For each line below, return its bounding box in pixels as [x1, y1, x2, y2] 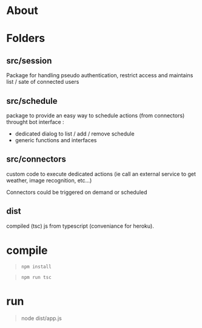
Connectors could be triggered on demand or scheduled [6, 188, 147, 196]
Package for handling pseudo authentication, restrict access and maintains [6, 72, 194, 79]
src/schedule [6, 95, 58, 106]
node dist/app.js [21, 314, 62, 322]
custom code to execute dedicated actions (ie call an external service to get [6, 170, 196, 177]
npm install [21, 264, 52, 270]
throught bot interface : [6, 118, 65, 125]
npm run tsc [21, 274, 52, 280]
